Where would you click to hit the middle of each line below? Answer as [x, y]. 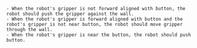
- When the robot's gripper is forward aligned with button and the [95, 19]
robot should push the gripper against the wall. [70, 14]
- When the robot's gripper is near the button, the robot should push [98, 35]
